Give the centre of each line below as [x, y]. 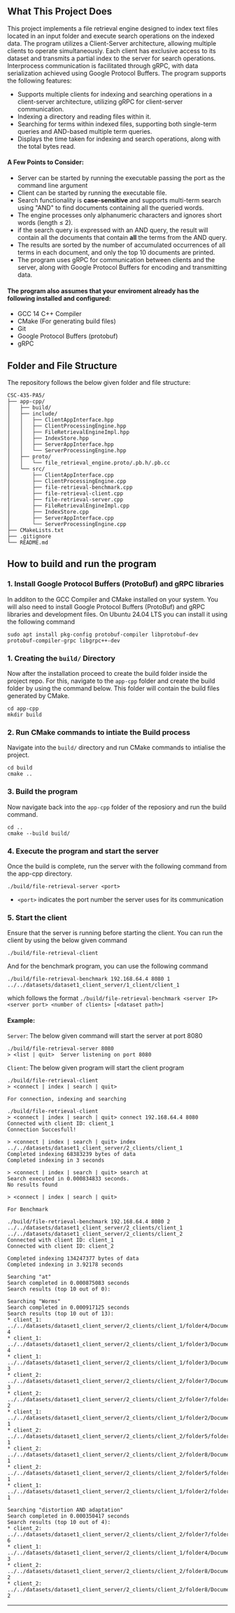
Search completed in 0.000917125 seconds [69, 1308]
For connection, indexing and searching [67, 1099]
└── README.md [28, 543]
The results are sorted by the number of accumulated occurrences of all [121, 245]
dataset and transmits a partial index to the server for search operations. [112, 58]
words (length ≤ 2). [45, 223]
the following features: [40, 81]
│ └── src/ [26, 469]
